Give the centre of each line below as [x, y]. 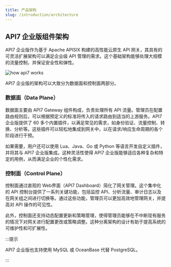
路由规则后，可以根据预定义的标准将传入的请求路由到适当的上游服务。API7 [84, 116]
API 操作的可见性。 [35, 204]
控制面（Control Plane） [36, 173]
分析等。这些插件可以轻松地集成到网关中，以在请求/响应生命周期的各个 [89, 129]
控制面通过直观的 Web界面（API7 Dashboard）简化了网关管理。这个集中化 [83, 185]
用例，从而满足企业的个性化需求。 [50, 159]
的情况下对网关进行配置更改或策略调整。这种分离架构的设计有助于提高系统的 [85, 222]
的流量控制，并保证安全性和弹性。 [41, 63]
